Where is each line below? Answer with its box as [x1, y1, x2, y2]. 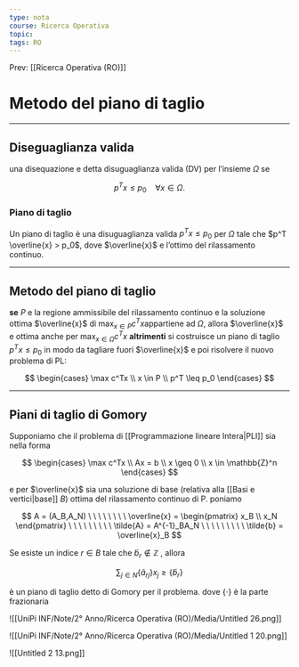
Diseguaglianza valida [9, 140, 135, 155]
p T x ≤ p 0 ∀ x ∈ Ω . [114, 181, 185, 195]
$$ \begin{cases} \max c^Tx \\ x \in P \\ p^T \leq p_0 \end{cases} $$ [24, 373, 275, 384]
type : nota [9, 12, 50, 22]
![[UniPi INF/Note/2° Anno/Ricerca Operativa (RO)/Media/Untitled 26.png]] [9, 613, 282, 623]
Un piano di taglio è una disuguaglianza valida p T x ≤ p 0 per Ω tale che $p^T [9, 226, 287, 241]
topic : [9, 29, 34, 38]
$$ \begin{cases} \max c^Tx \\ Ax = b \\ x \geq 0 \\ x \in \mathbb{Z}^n [21, 458, 278, 468]
